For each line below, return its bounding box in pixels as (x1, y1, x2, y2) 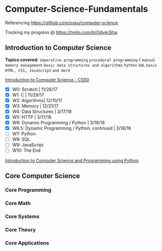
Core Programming (5, 186, 52, 193)
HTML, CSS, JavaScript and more (5, 68, 70, 73)
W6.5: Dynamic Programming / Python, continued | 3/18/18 (12, 125, 131, 131)
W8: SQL (12, 137, 30, 143)
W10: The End (12, 147, 41, 153)
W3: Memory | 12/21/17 (12, 103, 59, 109)
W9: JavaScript (12, 142, 44, 148)
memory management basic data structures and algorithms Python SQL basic (5, 63, 158, 68)
